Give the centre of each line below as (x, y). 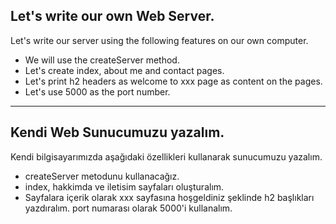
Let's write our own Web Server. (112, 16)
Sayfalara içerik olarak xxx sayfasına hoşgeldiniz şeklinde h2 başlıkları (169, 197)
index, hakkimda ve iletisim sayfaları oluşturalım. (124, 186)
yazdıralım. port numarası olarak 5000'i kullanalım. (128, 208)
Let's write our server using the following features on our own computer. (159, 40)
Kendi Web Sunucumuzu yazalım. (117, 132)
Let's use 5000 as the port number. (97, 91)
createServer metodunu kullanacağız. (102, 176)
